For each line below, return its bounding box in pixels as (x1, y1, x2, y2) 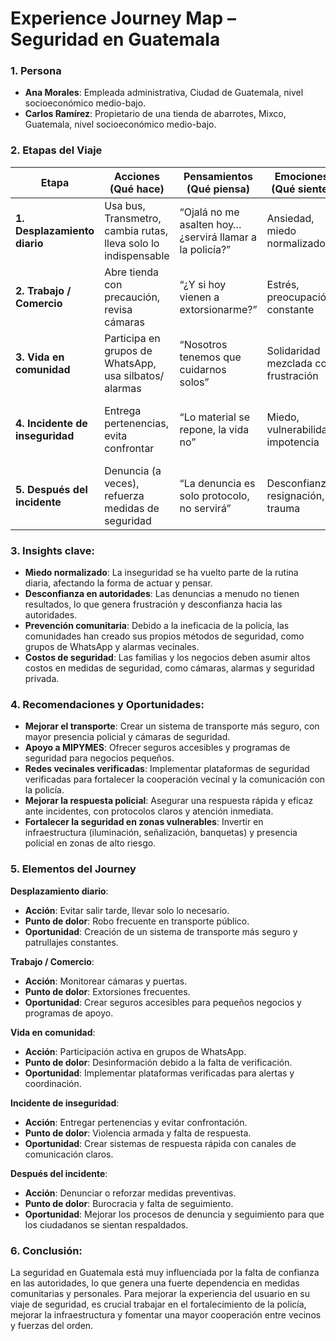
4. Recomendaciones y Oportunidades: (10, 698, 205, 711)
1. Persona (10, 64, 62, 78)
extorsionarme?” (179, 302, 258, 316)
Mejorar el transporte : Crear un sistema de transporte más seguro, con (24, 720, 320, 732)
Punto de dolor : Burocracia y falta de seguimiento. (24, 1197, 234, 1209)
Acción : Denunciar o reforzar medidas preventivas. (24, 1187, 237, 1199)
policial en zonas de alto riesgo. (24, 837, 157, 849)
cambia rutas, (104, 223, 168, 237)
